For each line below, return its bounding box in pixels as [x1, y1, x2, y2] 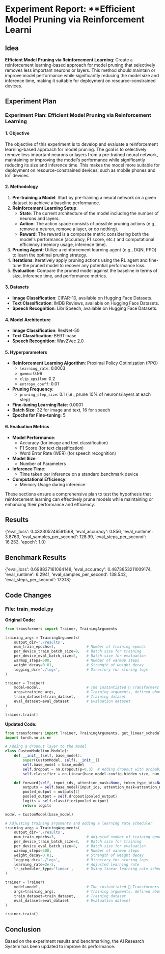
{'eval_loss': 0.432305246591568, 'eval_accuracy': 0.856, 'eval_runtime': [5, 529, 153, 535]
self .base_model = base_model [23, 762, 84, 767]
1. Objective [5, 130, 29, 136]
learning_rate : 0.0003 [19, 365, 65, 371]
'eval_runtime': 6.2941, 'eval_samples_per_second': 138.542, [5, 572, 127, 577]
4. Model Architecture [5, 317, 51, 323]
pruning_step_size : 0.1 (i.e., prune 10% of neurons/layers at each [19, 391, 151, 397]
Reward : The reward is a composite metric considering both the [19, 231, 149, 237]
